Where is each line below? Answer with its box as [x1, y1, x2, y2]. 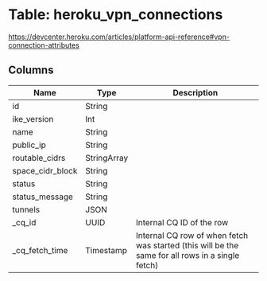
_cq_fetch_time [12, 244, 68, 256]
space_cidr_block [12, 165, 78, 176]
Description [172, 87, 219, 98]
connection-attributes [8, 40, 79, 49]
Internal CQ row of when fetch [135, 229, 249, 240]
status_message [12, 191, 74, 202]
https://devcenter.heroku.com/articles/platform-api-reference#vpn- [8, 32, 230, 41]
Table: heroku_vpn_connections [8, 6, 223, 24]
